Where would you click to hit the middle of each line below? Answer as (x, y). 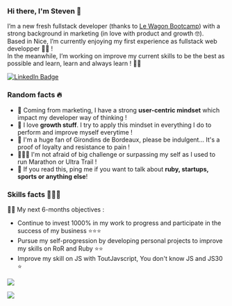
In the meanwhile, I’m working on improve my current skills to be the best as (116, 56)
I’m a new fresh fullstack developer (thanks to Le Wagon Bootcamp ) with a (114, 26)
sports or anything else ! (52, 176)
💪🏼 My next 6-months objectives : (56, 209)
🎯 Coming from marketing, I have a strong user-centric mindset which (118, 110)
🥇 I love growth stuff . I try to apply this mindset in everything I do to (114, 125)
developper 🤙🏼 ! (30, 49)
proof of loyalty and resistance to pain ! (74, 147)
